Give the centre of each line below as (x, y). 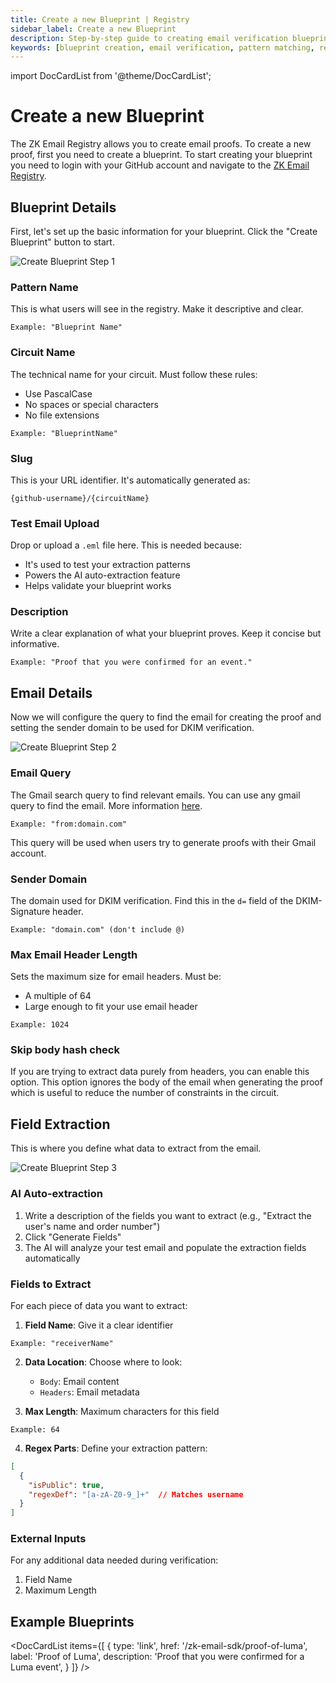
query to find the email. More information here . (106, 805)
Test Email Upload (55, 523)
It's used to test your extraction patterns (107, 565)
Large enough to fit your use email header (111, 1007)
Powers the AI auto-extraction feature (102, 575)
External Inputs (48, 1539)
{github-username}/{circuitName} (80, 498)
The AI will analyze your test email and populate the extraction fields (165, 1247)
